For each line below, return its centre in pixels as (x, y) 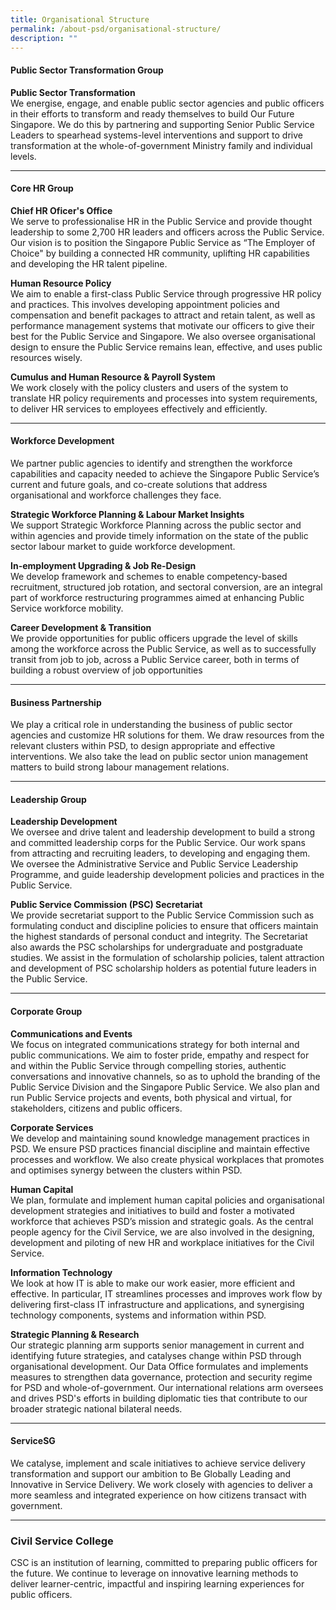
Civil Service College (62, 1541)
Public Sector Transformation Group (87, 70)
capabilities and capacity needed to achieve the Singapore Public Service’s (165, 473)
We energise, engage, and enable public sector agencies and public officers (167, 103)
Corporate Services (52, 1127)
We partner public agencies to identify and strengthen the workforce (151, 463)
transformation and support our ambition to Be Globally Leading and (151, 1473)
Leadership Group (48, 799)
